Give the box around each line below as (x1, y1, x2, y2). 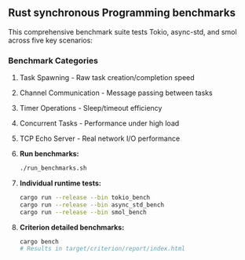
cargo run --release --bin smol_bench (19, 208, 147, 216)
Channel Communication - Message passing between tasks (19, 88, 214, 97)
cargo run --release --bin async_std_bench (19, 200, 165, 209)
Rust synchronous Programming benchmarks (8, 6, 236, 20)
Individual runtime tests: (19, 178, 102, 188)
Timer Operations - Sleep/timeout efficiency (19, 104, 163, 113)
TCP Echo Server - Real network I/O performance (19, 134, 181, 144)
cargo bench (19, 237, 59, 246)
